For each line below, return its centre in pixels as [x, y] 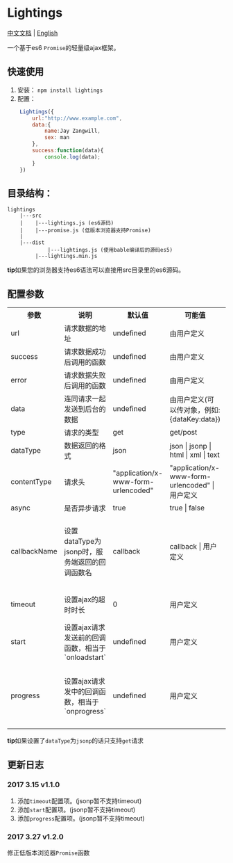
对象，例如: [202, 410]
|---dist [32, 243]
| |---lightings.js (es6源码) [67, 223]
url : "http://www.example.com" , [77, 118]
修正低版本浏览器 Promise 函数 [49, 853]
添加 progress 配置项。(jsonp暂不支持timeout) [81, 818]
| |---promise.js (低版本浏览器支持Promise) [85, 231]
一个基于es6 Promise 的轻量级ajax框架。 [63, 47]
